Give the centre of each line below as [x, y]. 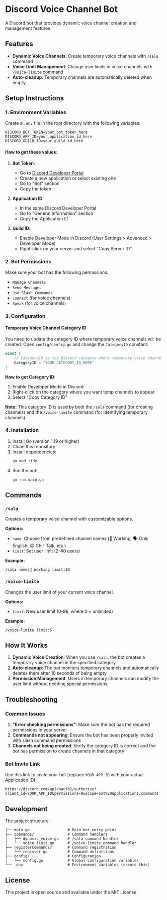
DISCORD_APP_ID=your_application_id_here [49, 137]
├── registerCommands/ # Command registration [61, 848]
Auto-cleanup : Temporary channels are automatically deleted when [82, 77]
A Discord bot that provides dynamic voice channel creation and [71, 23]
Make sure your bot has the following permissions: [57, 272]
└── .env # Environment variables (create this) [78, 865]
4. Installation [22, 430]
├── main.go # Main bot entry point [61, 830]
